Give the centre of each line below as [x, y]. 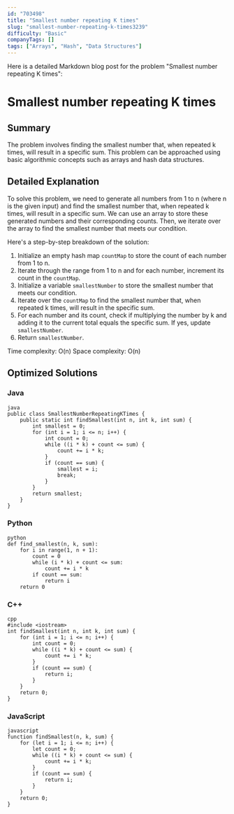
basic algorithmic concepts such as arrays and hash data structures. [106, 160]
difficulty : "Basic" [37, 33]
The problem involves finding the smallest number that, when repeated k [112, 145]
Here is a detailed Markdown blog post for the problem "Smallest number [112, 66]
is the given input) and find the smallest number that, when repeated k [108, 206]
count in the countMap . [49, 278]
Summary [29, 128]
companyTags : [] [31, 40]
